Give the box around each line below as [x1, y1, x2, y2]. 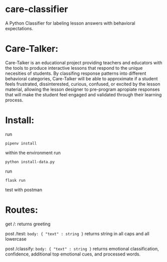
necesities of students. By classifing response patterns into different [5, 70, 146, 76]
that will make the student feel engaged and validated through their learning [5, 91, 162, 97]
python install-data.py [5, 159, 55, 164]
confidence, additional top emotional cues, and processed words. [5, 251, 141, 257]
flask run [5, 178, 26, 183]
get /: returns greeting [5, 221, 51, 227]
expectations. [5, 25, 34, 31]
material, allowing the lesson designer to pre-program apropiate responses [5, 86, 160, 92]
